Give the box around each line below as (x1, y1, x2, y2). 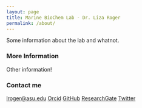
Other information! (6, 66, 53, 73)
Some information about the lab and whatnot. (6, 37, 120, 44)
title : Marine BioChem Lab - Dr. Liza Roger (6, 15, 121, 21)
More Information (6, 52, 59, 61)
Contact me (6, 81, 42, 89)
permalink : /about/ (6, 20, 56, 26)
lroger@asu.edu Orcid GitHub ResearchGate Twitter (6, 95, 136, 102)
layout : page (6, 8, 39, 15)
